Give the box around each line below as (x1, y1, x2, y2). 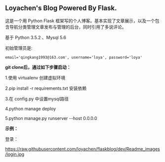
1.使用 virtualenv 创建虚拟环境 (5, 74, 66, 81)
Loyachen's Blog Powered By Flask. (5, 4, 117, 12)
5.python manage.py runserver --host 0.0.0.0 (5, 115, 97, 121)
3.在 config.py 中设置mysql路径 (5, 96, 69, 102)
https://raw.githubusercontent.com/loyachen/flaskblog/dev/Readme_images (5, 146, 160, 152)
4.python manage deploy (5, 106, 56, 111)
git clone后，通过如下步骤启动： (5, 64, 71, 70)
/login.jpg (5, 151, 25, 157)
